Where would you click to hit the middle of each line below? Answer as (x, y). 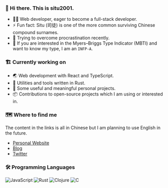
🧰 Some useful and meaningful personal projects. (64, 88)
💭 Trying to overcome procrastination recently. (61, 38)
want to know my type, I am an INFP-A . (53, 49)
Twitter (20, 153)
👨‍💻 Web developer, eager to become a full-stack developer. (75, 19)
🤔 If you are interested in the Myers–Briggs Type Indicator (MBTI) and (85, 43)
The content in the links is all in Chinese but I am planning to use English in (83, 128)
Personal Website (31, 143)
